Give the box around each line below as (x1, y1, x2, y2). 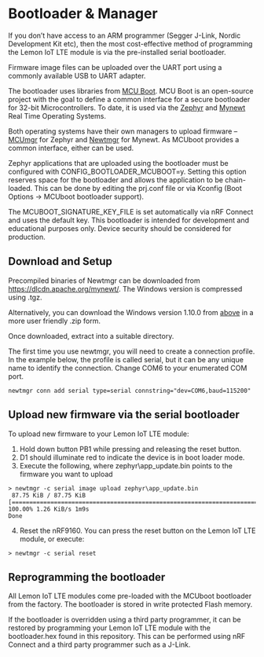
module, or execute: (19, 534, 85, 543)
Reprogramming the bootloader (8, 571, 166, 584)
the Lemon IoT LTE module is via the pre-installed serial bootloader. (8, 47, 226, 57)
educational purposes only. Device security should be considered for (8, 223, 232, 233)
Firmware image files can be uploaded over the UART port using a (8, 62, 222, 72)
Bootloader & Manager (8, 5, 159, 23)
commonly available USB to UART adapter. (8, 71, 146, 80)
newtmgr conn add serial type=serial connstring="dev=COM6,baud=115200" (8, 387, 251, 395)
